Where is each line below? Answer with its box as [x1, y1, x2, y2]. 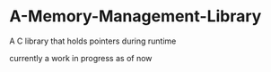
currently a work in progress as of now [9, 52, 153, 63]
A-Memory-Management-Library [9, 6, 262, 27]
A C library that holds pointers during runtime [9, 36, 177, 46]
